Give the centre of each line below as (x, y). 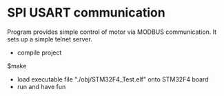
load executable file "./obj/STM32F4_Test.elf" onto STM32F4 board (113, 79)
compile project (39, 52)
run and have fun (41, 86)
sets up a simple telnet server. (50, 39)
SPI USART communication (86, 13)
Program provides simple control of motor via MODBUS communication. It (112, 32)
